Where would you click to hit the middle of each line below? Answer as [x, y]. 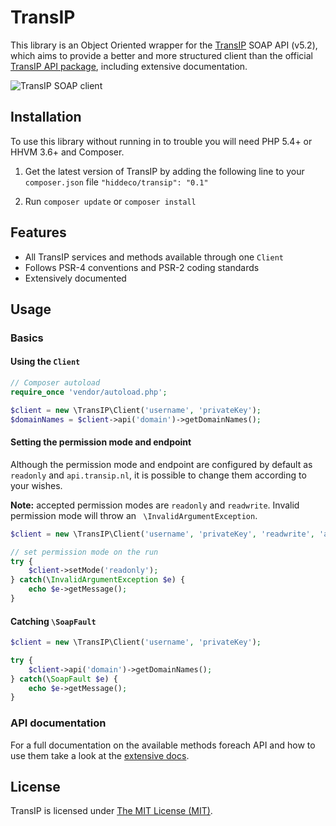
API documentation [58, 723]
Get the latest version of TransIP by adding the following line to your [164, 171]
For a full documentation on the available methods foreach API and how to [163, 745]
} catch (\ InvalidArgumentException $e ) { [98, 580]
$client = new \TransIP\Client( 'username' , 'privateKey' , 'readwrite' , [162, 534]
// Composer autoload [55, 383]
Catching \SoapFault [53, 621]
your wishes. [36, 485]
